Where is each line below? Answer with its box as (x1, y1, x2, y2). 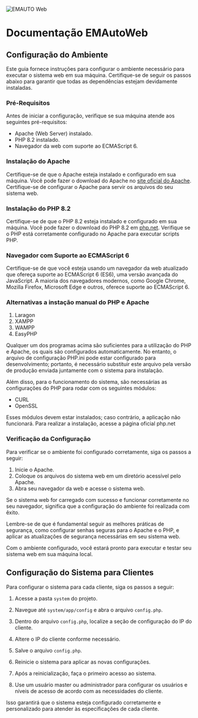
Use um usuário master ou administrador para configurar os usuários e (14, 681, 188, 688)
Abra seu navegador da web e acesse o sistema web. (14, 485, 145, 492)
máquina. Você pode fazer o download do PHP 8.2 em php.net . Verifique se (6, 224, 191, 231)
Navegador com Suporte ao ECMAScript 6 (6, 251, 129, 259)
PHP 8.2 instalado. (14, 136, 60, 143)
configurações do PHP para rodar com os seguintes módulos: (6, 384, 157, 392)
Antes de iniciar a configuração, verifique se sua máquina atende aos (6, 112, 175, 119)
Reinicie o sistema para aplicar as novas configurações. (14, 658, 151, 665)
